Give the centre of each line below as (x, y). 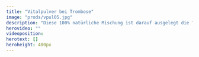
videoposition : (25, 34)
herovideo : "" (24, 28)
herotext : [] (22, 39)
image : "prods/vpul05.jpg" (39, 17)
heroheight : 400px (29, 45)
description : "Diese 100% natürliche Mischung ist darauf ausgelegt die (98, 23)
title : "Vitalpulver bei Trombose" (50, 12)
